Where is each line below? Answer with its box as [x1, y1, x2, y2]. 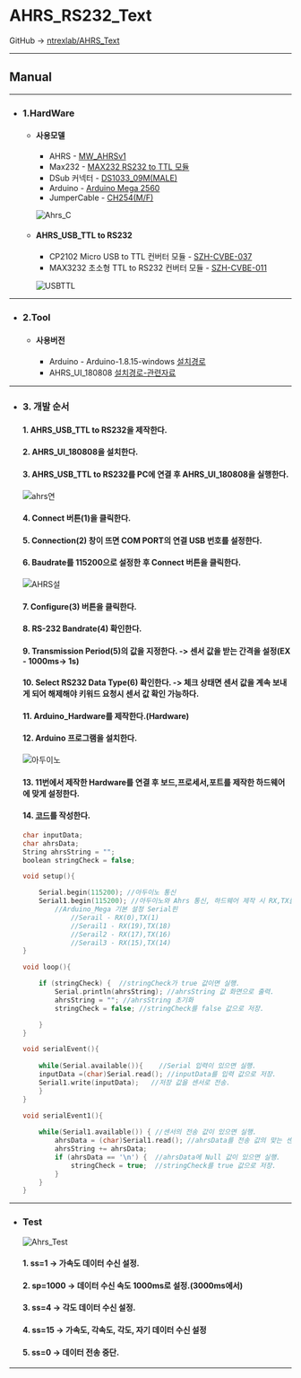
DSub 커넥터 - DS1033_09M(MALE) [48, 172, 177, 183]
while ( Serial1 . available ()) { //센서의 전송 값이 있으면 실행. [39, 1128, 257, 1137]
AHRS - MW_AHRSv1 [48, 150, 127, 162]
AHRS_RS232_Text [9, 5, 152, 26]
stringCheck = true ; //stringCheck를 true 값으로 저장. [70, 1161, 277, 1170]
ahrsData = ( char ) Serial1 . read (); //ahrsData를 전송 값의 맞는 [55, 1137, 283, 1145]
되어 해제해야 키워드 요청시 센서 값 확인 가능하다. [30, 689, 200, 699]
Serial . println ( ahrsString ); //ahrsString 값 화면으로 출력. [55, 987, 275, 996]
